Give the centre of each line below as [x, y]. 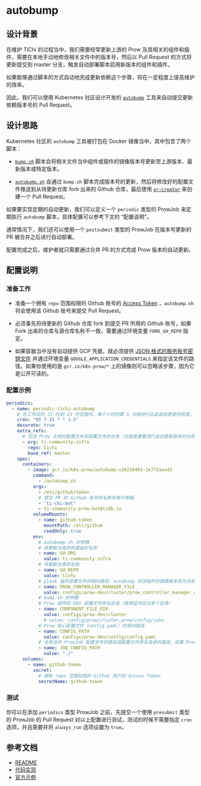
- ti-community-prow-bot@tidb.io [80, 509]
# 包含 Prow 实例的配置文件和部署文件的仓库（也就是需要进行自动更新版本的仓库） [111, 437]
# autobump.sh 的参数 [64, 542]
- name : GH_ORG [57, 553]
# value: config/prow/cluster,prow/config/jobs [104, 620]
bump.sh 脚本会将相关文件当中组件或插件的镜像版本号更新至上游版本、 [101, 161]
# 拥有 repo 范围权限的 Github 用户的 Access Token [99, 676]
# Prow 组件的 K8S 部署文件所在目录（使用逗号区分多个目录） [106, 603]
